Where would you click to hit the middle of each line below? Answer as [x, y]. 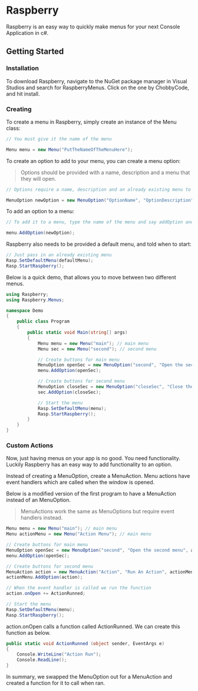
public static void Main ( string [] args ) [77, 333]
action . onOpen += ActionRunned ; [46, 594]
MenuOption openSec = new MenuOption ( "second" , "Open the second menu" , [97, 550]
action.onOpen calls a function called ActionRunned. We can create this [93, 626]
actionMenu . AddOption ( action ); [44, 577]
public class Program [43, 322]
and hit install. [23, 94]
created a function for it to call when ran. [55, 683]
